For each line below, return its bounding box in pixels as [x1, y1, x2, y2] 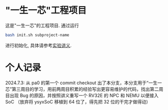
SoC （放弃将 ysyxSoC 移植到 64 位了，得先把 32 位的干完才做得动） [5, 98, 151, 104]
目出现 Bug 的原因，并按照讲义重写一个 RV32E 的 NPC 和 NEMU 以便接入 [5, 92, 159, 98]
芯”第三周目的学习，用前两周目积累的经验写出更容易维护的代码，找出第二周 [5, 86, 164, 92]
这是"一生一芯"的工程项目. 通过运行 [5, 22, 79, 28]
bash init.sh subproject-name [5, 32, 70, 38]
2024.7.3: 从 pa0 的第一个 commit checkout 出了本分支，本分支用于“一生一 [5, 80, 162, 86]
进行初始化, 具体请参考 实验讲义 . [5, 42, 72, 48]
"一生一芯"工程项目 [5, 5, 87, 16]
